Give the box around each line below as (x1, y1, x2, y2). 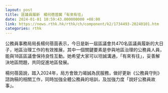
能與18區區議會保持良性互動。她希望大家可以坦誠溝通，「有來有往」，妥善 (5, 53, 156, 59)
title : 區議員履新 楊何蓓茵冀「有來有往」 (5, 12, 85, 17)
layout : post (5, 7, 33, 13)
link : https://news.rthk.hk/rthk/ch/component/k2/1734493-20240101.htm (5, 21, 159, 27)
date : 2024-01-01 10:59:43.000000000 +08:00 (5, 17, 100, 22)
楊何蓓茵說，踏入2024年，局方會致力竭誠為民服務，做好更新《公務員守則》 (5, 70, 162, 76)
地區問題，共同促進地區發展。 (9, 59, 72, 65)
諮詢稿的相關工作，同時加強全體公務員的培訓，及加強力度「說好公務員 (5, 76, 151, 82)
